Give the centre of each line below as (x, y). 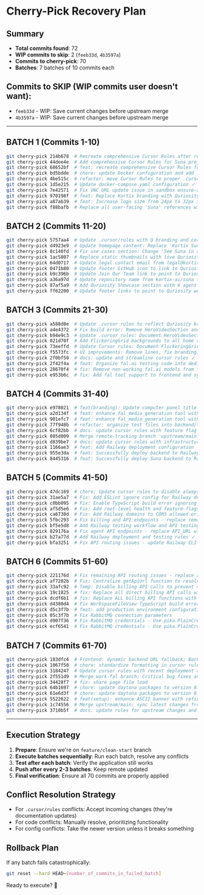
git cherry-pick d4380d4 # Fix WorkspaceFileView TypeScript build (95, 604)
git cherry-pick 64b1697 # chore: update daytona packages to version (99, 688)
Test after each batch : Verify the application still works (84, 762)
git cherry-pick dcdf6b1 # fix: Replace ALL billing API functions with (102, 598)
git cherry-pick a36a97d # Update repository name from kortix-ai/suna (100, 280)
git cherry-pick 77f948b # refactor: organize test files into (89, 425)
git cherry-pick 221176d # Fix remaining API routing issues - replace (100, 576)
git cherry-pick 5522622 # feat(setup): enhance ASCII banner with (95, 699)
